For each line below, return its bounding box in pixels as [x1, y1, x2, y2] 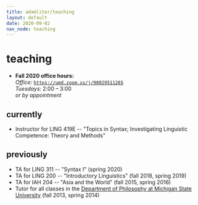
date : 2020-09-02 [6, 20, 50, 26]
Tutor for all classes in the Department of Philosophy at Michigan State [15, 185, 193, 192]
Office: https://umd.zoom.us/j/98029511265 [15, 78, 124, 86]
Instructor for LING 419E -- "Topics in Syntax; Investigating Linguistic [15, 125, 188, 133]
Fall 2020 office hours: [15, 72, 74, 80]
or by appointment [15, 92, 62, 99]
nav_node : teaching [6, 26, 56, 32]
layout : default [6, 15, 47, 21]
